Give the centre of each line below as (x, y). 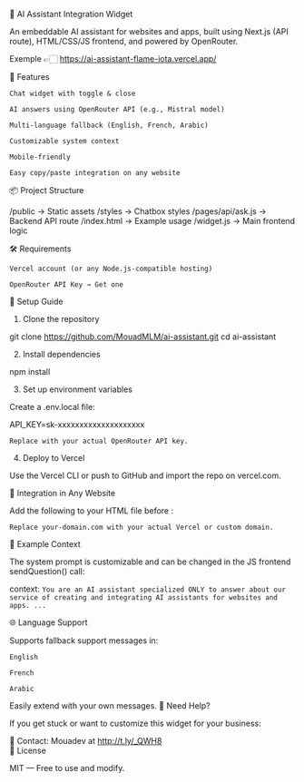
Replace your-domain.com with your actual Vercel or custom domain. (142, 527)
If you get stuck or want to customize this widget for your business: (135, 723)
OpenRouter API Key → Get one (67, 285)
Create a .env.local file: (52, 407)
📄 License (28, 750)
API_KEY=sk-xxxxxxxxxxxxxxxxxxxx (77, 425)
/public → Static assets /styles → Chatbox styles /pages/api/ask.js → (138, 211)
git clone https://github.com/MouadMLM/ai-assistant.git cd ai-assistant (143, 337)
